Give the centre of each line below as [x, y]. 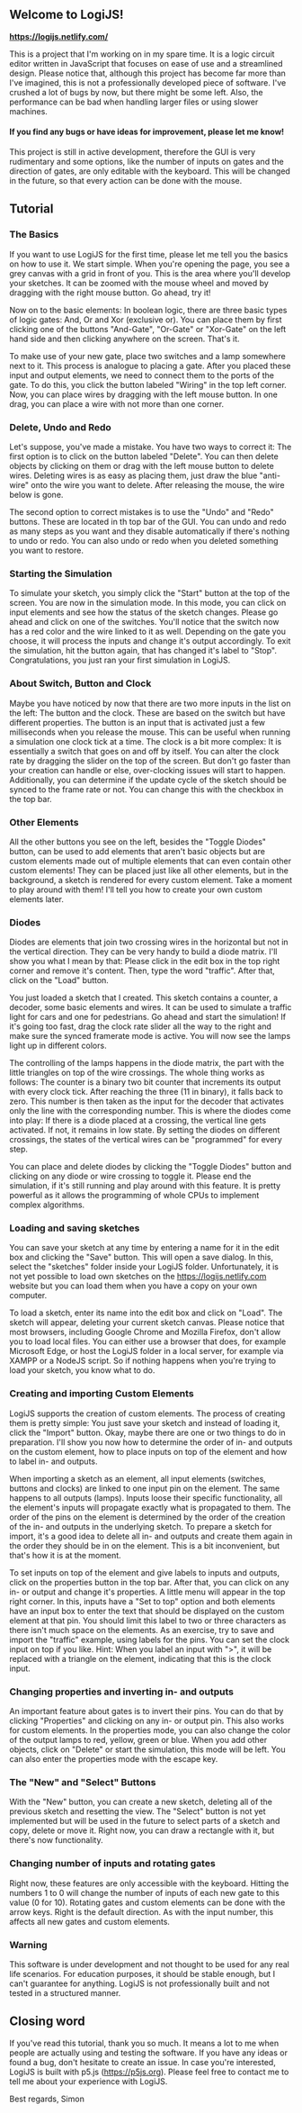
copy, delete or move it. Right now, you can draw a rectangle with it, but [142, 1830]
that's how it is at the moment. [65, 1555]
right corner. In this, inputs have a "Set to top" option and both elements [142, 1601]
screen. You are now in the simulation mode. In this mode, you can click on [148, 603]
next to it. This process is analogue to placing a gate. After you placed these [150, 366]
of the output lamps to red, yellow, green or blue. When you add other [138, 1740]
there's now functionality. [56, 1840]
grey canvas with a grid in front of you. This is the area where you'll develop [150, 273]
